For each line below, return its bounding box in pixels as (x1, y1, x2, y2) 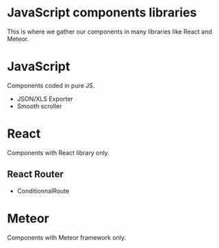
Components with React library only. (7, 149, 109, 157)
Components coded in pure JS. (7, 81, 95, 90)
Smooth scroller (16, 101, 62, 110)
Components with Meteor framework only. (7, 233, 127, 241)
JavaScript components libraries (7, 5, 197, 21)
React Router (7, 169, 64, 180)
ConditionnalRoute (16, 186, 70, 195)
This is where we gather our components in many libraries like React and (7, 27, 212, 36)
